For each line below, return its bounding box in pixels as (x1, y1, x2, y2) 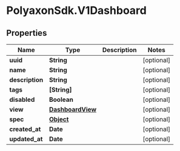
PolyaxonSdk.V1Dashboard (6, 4, 147, 18)
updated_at (9, 135, 43, 143)
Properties (6, 28, 47, 38)
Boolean (48, 95, 74, 104)
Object (48, 115, 69, 123)
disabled (9, 95, 35, 104)
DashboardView (48, 106, 97, 113)
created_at (9, 125, 41, 133)
